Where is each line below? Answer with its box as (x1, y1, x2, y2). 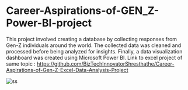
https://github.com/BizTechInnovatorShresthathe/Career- (37, 60, 175, 67)
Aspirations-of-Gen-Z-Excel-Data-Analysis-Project (6, 66, 128, 73)
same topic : (6, 60, 36, 67)
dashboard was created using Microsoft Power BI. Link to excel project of (6, 54, 183, 61)
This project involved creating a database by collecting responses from (6, 35, 177, 42)
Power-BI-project (6, 16, 92, 30)
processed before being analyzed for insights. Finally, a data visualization (6, 48, 183, 55)
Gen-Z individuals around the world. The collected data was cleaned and (6, 42, 182, 49)
